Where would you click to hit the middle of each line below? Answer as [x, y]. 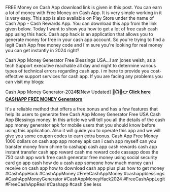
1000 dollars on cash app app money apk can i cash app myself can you [81, 141]
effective [14, 76]
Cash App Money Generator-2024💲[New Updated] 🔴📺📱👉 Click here [78, 92]
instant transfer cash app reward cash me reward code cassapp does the [82, 152]
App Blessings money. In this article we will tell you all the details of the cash [85, 120]
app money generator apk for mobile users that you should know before [80, 125]
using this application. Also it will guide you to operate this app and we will [83, 130]
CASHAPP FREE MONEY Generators [44, 99]
